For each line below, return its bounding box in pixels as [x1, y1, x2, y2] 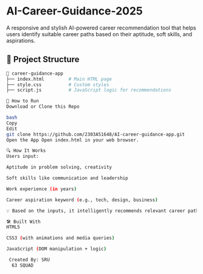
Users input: [6, 154, 39, 160]
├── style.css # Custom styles [6, 81, 110, 88]
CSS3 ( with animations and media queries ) [6, 235, 115, 241]
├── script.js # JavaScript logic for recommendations [6, 87, 172, 93]
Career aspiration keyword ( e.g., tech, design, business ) [6, 197, 158, 203]
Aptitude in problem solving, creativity [6, 164, 112, 170]
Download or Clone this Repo [6, 104, 80, 110]
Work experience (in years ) [6, 185, 77, 192]
